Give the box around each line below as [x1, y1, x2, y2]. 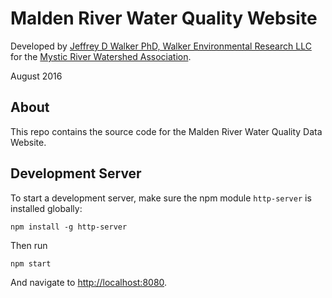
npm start [10, 258, 52, 269]
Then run [10, 239, 48, 251]
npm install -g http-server [10, 222, 128, 232]
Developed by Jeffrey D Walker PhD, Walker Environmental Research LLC [10, 40, 312, 52]
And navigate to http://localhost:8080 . [10, 276, 168, 288]
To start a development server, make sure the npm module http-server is [10, 192, 312, 204]
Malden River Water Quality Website [10, 7, 318, 30]
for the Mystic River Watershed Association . [10, 50, 192, 62]
